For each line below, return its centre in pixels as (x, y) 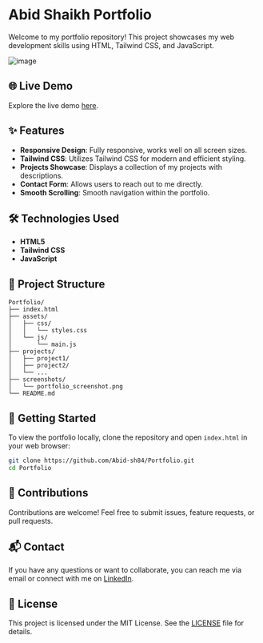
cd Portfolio (30, 468)
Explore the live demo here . (54, 105)
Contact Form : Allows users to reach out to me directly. (112, 184)
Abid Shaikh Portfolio (80, 15)
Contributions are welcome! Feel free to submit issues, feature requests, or (131, 512)
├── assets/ (28, 317)
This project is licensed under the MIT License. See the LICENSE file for (126, 623)
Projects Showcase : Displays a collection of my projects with (121, 167)
